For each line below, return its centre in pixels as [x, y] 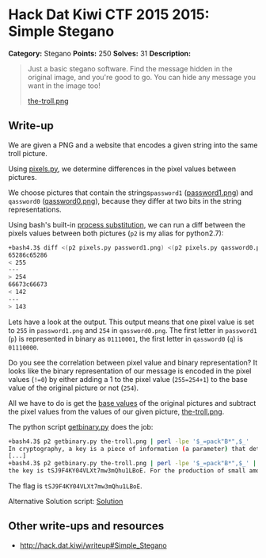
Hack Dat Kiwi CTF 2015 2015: [109, 15]
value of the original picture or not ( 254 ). [74, 388]
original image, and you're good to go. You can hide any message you [141, 77]
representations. [35, 209]
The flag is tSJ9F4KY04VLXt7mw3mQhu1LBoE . [75, 486]
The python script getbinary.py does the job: [81, 426]
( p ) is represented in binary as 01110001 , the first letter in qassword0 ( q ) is [126, 338]
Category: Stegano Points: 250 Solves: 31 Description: [100, 53]
